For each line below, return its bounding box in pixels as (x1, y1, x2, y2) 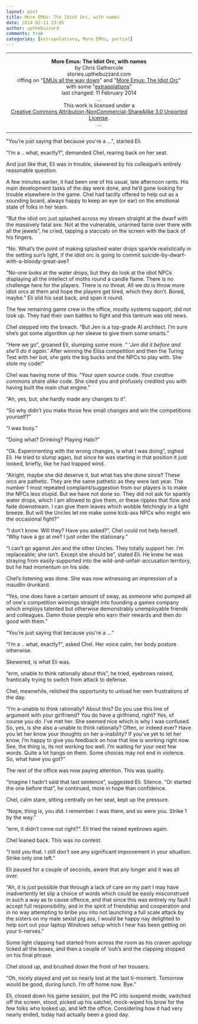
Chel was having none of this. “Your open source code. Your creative (6, 372, 174, 378)
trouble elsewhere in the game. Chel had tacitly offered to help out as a (6, 191, 179, 198)
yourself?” (6, 413, 31, 420)
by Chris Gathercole (74, 64, 124, 71)
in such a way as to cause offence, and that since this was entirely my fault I (6, 896, 192, 903)
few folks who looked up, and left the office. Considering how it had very (6, 1005, 183, 1012)
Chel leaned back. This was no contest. (6, 837, 102, 844)
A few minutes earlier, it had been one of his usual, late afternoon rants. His (6, 178, 189, 185)
